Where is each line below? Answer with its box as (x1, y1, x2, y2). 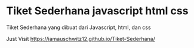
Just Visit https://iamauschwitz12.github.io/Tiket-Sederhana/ (6, 35, 155, 42)
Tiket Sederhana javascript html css (6, 4, 189, 18)
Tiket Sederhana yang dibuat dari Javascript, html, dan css (6, 24, 151, 31)
